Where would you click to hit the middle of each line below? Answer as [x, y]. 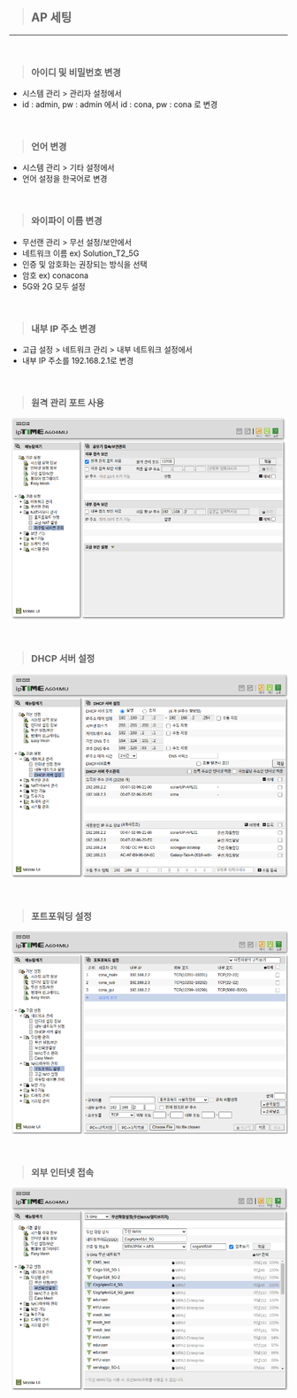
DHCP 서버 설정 [63, 659]
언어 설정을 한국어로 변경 [65, 179]
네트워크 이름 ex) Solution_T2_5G [80, 253]
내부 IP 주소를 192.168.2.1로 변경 [78, 360]
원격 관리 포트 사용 [67, 403]
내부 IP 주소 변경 [63, 328]
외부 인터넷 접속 [62, 1172]
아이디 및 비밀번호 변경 [76, 73]
